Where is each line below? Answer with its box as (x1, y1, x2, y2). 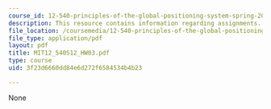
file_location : (8, 26, 60, 34)
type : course (8, 57, 52, 65)
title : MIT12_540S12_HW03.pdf (8, 49, 110, 57)
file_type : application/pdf (8, 34, 103, 42)
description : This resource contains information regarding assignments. (8, 19, 262, 27)
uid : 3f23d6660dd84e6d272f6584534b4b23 (8, 64, 143, 72)
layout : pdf (8, 42, 48, 50)
